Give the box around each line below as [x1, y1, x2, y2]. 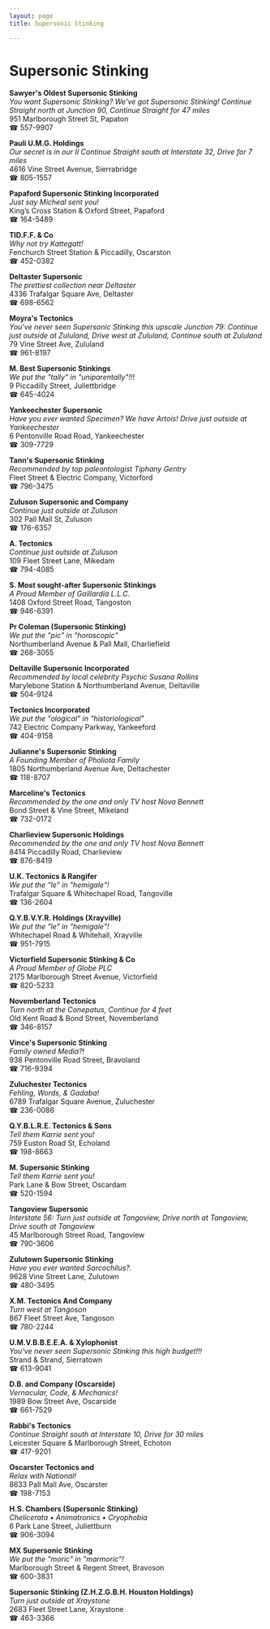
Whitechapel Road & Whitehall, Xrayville [9, 930, 143, 940]
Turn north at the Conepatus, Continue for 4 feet [9, 1005, 172, 1015]
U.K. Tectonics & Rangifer [9, 872, 98, 881]
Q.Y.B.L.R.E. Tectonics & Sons [9, 1121, 112, 1131]
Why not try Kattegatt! [9, 239, 84, 248]
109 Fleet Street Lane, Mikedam [9, 556, 115, 566]
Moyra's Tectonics [9, 313, 74, 323]
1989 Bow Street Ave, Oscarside [9, 1397, 117, 1407]
